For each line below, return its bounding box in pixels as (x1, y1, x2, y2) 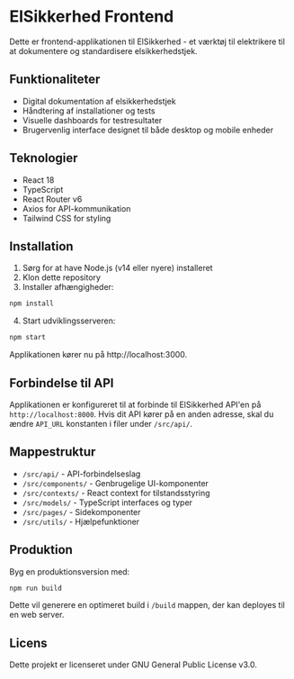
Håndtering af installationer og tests (22, 105, 156, 116)
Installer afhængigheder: (22, 282, 114, 293)
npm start (9, 333, 47, 342)
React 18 (22, 174, 55, 186)
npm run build (9, 584, 63, 593)
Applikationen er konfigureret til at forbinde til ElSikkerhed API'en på (9, 399, 262, 410)
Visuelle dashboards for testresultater (22, 114, 163, 125)
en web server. (9, 610, 65, 620)
